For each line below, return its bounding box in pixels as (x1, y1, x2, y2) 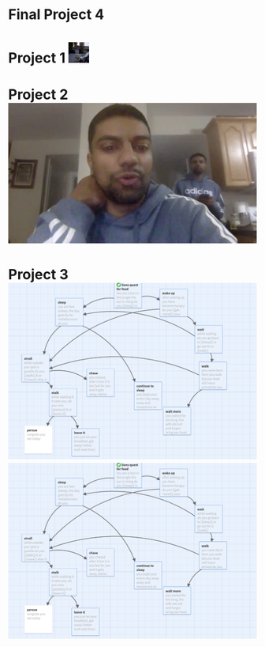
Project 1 (8, 49, 65, 67)
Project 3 (8, 265, 69, 283)
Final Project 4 (8, 6, 105, 24)
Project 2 (8, 85, 69, 104)
